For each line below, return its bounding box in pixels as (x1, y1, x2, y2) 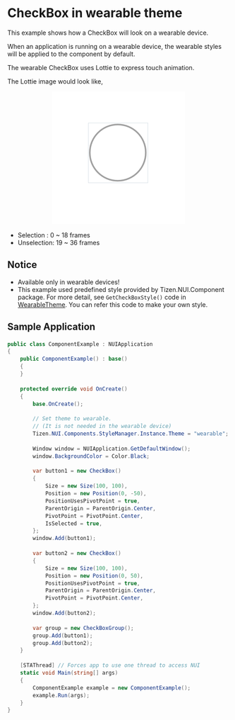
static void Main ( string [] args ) (20, 670, 119, 677)
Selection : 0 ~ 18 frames (17, 230, 90, 239)
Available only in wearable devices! (17, 278, 120, 286)
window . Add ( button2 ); (32, 609, 97, 617)
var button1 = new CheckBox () (32, 468, 121, 475)
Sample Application (7, 321, 96, 333)
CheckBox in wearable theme (7, 5, 183, 21)
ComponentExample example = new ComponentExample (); (32, 684, 191, 692)
